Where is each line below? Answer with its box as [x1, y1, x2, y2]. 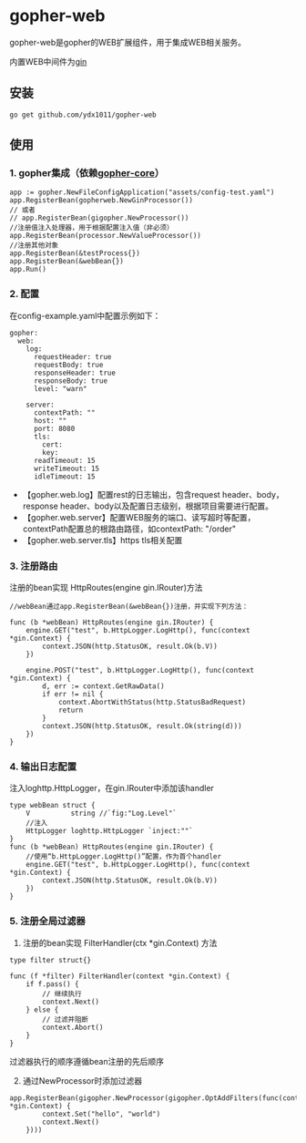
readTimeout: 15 [33, 456, 96, 465]
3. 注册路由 [9, 560, 58, 572]
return [57, 705, 84, 716]
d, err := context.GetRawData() [42, 682, 166, 691]
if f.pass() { [25, 979, 79, 989]
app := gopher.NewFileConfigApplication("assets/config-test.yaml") [9, 188, 275, 197]
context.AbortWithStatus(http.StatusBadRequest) [57, 698, 247, 707]
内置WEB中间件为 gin [9, 56, 87, 67]
